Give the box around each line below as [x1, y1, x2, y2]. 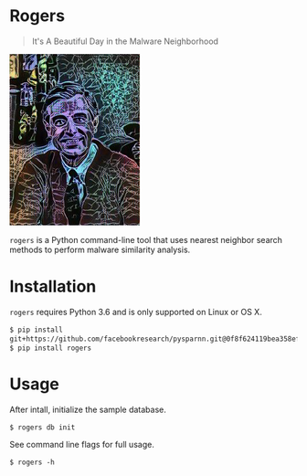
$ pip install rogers [9, 344, 92, 353]
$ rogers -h [9, 458, 55, 467]
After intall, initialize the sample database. [9, 404, 167, 415]
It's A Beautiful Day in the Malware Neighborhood [31, 36, 219, 47]
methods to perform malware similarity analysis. [9, 244, 191, 255]
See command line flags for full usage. [9, 439, 155, 450]
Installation [9, 276, 97, 297]
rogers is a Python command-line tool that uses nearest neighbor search [9, 234, 283, 245]
